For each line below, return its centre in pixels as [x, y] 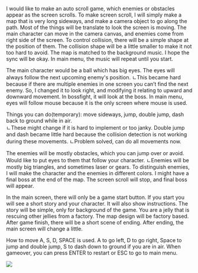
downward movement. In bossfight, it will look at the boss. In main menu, [95, 97]
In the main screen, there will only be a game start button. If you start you [95, 197]
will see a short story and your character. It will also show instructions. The [97, 203]
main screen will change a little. [44, 229]
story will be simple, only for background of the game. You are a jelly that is [98, 210]
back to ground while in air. [39, 121]
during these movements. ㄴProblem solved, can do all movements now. [94, 141]
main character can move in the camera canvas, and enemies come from [95, 34]
